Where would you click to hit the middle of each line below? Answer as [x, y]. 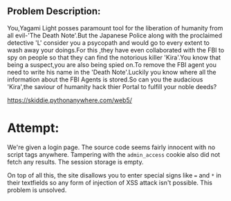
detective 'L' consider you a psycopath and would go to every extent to [108, 42]
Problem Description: [54, 11]
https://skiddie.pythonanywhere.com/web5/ [70, 100]
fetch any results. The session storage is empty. [75, 162]
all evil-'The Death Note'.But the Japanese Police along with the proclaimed [115, 35]
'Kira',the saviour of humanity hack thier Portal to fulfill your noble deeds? [112, 86]
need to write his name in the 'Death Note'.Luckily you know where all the [112, 72]
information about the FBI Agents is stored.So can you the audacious [105, 79]
